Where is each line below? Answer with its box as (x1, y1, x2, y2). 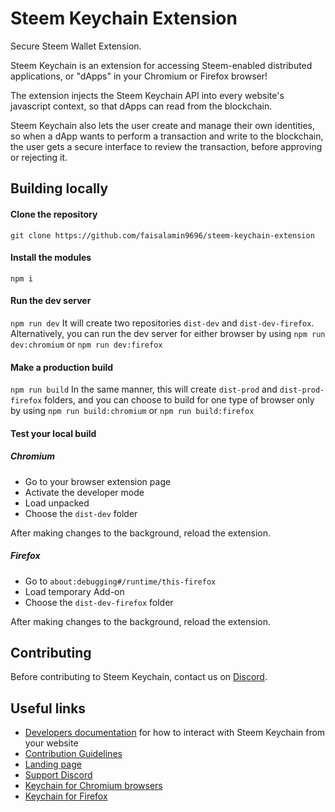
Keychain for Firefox (24, 790, 108, 802)
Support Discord (24, 769, 93, 781)
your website (24, 737, 79, 749)
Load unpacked (24, 497, 90, 509)
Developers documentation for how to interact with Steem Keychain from (24, 727, 326, 739)
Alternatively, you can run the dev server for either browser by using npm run (10, 327, 326, 339)
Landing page (24, 758, 82, 771)
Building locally (10, 180, 109, 197)
